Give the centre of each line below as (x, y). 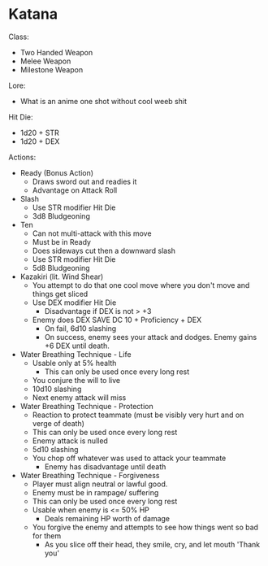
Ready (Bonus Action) (57, 172)
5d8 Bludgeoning (61, 268)
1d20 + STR (39, 133)
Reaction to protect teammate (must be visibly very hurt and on (138, 415)
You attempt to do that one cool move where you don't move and (141, 285)
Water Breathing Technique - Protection (86, 406)
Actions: (22, 157)
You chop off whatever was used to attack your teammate (129, 458)
